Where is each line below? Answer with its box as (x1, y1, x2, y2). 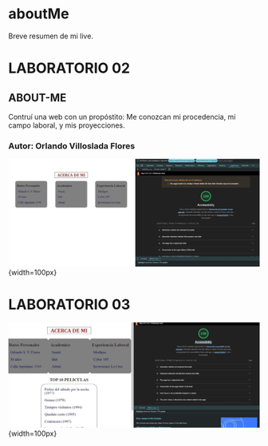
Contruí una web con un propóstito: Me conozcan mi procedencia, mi (8, 112, 236, 121)
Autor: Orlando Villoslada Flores (8, 140, 136, 152)
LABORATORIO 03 (8, 296, 131, 314)
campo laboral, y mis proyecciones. (8, 120, 125, 130)
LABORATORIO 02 (8, 59, 130, 77)
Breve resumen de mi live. (8, 31, 94, 41)
